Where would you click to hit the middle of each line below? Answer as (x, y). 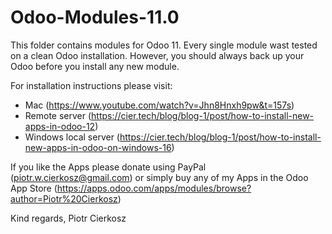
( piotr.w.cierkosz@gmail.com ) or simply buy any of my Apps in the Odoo (159, 177)
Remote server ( (58, 115)
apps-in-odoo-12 (60, 126)
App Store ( (34, 188)
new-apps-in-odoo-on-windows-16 (98, 147)
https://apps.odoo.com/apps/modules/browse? (154, 188)
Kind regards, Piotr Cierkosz (68, 218)
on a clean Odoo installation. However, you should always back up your (157, 55)
